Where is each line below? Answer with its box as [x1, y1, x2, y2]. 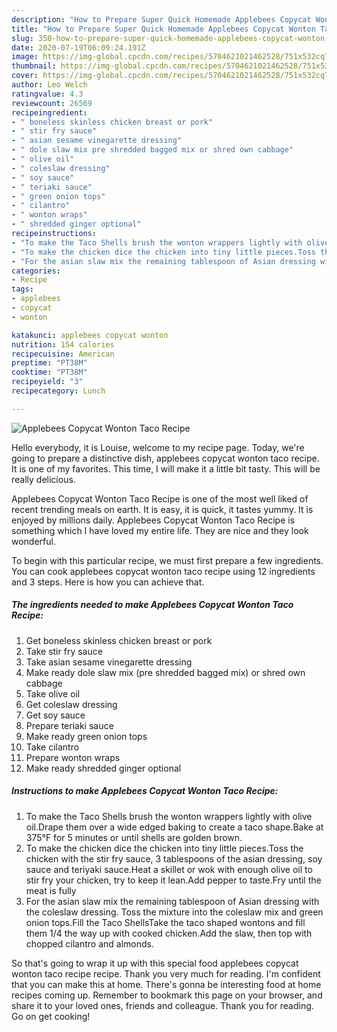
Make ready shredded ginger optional [25, 762, 182, 774]
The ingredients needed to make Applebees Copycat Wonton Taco [11, 599, 294, 611]
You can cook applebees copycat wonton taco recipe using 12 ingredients [11, 565, 316, 577]
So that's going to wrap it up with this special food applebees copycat [11, 957, 299, 969]
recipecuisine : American [11, 349, 115, 359]
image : [11, 52, 39, 62]
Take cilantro [25, 741, 80, 753]
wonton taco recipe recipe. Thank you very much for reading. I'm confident [11, 967, 321, 980]
